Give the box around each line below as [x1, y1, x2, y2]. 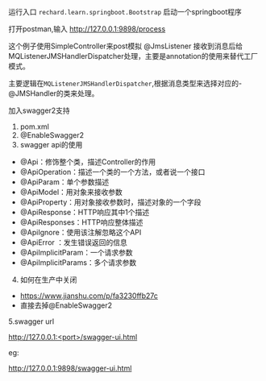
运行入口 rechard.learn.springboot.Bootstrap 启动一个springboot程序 [8, 7, 242, 16]
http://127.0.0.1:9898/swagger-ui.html [8, 363, 132, 373]
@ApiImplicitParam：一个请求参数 [19, 248, 133, 257]
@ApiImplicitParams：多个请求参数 [19, 258, 137, 267]
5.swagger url [8, 317, 55, 326]
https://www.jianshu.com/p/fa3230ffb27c [19, 291, 159, 300]
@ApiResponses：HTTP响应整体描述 [19, 217, 143, 227]
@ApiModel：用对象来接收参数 [19, 188, 123, 197]
